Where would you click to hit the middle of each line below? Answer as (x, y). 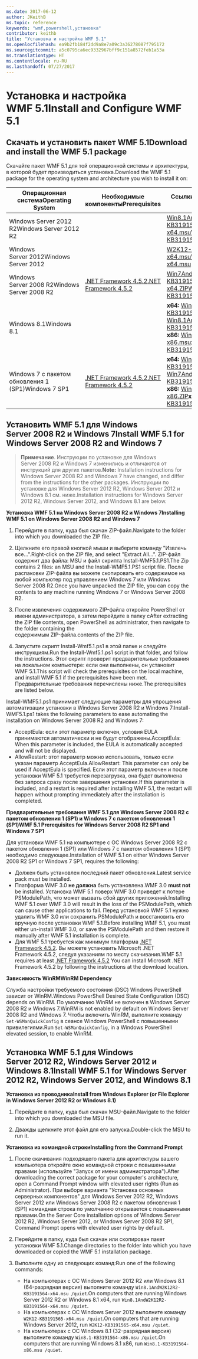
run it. (22, 1136)
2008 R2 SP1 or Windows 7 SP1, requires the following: (73, 861)
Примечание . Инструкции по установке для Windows (88, 458)
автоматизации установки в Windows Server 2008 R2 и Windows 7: (90, 708)
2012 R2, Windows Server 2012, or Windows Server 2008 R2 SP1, (94, 1221)
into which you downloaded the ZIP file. (62, 537)
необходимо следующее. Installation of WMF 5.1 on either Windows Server (98, 855)
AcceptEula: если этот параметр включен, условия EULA (86, 732)
